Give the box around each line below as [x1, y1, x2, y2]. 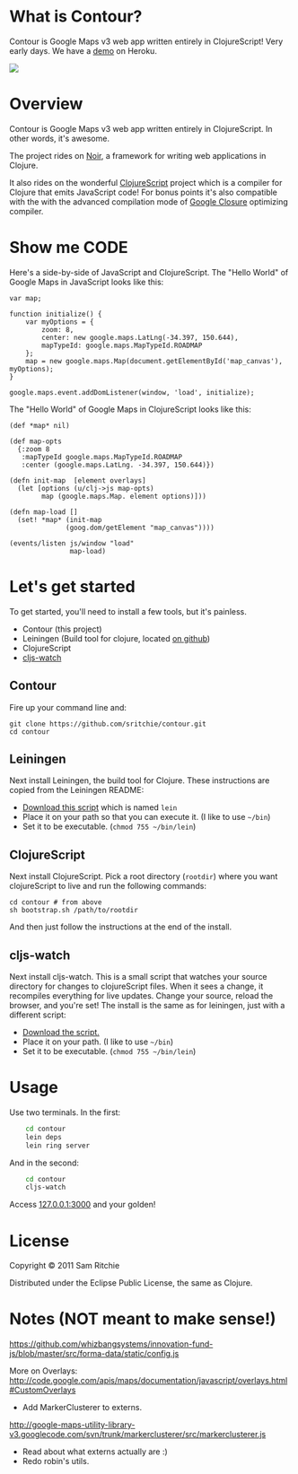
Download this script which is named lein [22, 802, 178, 813]
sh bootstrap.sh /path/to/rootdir [9, 906, 139, 915]
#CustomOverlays [9, 1384, 76, 1396]
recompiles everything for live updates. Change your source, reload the [9, 990, 274, 1001]
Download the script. [22, 1027, 101, 1037]
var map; [9, 293, 42, 302]
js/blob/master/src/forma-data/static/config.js [9, 1348, 180, 1359]
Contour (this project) [22, 624, 102, 634]
